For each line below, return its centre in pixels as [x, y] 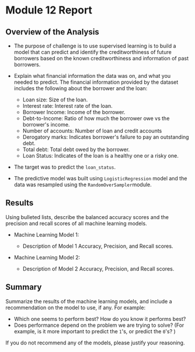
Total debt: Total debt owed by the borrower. [76, 149]
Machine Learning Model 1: [46, 234]
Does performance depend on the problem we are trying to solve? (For [99, 325]
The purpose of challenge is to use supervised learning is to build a [95, 46]
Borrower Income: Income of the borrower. [74, 112]
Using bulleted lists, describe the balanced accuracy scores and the [87, 217]
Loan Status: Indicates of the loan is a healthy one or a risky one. [100, 156]
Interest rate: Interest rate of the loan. [68, 106]
